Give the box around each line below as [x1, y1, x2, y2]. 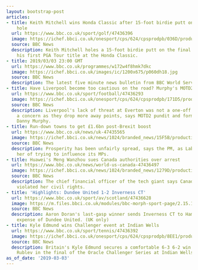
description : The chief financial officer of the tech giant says [11, 179, 178, 185]
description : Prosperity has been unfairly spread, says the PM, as [11, 146, 183, 152]
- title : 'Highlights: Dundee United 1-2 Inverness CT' [6, 189, 146, 195]
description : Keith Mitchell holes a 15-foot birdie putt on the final [11, 47, 192, 53]
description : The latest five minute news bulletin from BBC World [11, 80, 181, 86]
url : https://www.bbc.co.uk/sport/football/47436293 [11, 91, 144, 97]
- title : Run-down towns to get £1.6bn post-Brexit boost [6, 124, 151, 130]
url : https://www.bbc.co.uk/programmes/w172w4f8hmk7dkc [11, 63, 151, 70]
